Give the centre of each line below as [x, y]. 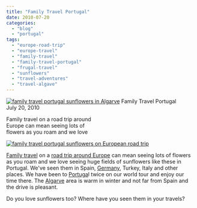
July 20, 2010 [23, 108]
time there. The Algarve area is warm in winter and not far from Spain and [97, 181]
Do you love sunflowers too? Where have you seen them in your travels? [95, 199]
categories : [21, 23]
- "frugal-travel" [35, 67]
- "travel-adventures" [40, 79]
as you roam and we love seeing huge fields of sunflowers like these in [94, 162]
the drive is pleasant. [32, 187]
